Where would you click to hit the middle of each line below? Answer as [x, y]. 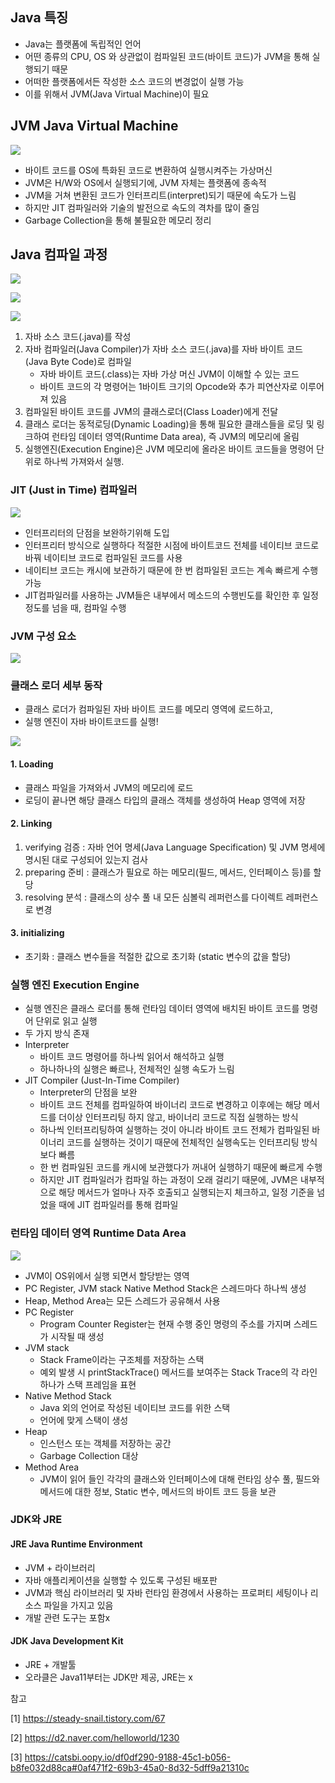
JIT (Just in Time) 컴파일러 [74, 490]
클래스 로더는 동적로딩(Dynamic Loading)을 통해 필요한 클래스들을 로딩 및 [169, 424]
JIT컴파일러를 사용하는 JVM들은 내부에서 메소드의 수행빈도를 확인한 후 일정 [171, 595]
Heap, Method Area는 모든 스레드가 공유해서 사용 [122, 1300]
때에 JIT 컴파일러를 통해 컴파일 [118, 1205]
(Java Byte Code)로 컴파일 [78, 362]
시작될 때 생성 [77, 1336]
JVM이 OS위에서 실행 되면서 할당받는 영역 [107, 1275]
